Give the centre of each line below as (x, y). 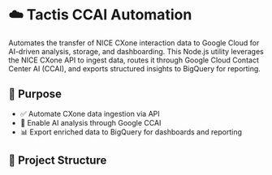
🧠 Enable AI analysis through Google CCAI (91, 122)
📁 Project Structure (58, 161)
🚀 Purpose (35, 94)
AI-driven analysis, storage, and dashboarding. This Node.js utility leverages (136, 51)
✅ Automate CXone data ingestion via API (90, 113)
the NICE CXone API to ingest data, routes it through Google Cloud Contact (134, 60)
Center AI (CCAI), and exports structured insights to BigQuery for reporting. (135, 68)
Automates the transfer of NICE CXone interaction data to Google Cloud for (134, 43)
